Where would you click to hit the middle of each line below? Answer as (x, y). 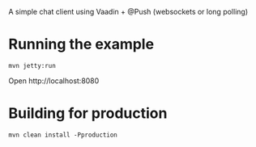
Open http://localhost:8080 (54, 81)
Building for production (88, 113)
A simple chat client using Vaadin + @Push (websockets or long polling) (128, 12)
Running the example (81, 44)
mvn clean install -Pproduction (63, 135)
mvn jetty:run (32, 65)
